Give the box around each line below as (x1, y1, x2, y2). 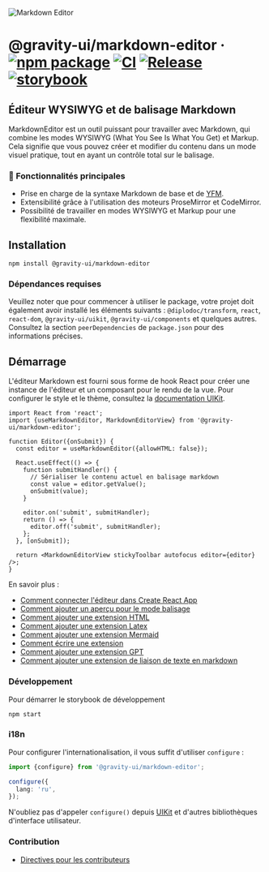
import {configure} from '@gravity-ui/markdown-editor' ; (8, 762, 205, 771)
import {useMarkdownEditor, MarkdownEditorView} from (8, 416, 194, 425)
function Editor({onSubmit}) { (8, 438, 114, 446)
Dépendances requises (8, 278, 102, 290)
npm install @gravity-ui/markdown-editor (8, 260, 151, 268)
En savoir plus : (8, 580, 59, 590)
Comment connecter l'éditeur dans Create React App (19, 595, 198, 605)
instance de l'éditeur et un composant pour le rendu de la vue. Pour (8, 385, 234, 395)
